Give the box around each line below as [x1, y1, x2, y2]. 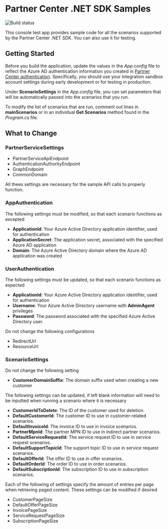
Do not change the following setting [5, 367, 79, 373]
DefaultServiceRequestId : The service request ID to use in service [12, 434, 151, 440]
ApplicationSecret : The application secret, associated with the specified [12, 236, 163, 242]
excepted [5, 216, 25, 222]
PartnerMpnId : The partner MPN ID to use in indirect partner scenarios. [12, 429, 161, 435]
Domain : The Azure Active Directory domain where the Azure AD [12, 247, 147, 253]
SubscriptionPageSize [12, 518, 59, 524]
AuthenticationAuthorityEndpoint [12, 161, 80, 167]
